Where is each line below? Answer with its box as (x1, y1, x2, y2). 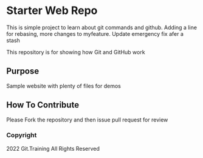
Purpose (6, 66, 40, 77)
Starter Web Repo (6, 4, 98, 18)
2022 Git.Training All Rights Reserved (6, 145, 100, 152)
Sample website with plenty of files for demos (6, 82, 122, 89)
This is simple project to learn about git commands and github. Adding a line (6, 24, 198, 31)
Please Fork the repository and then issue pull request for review (6, 116, 168, 123)
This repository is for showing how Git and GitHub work (6, 48, 145, 55)
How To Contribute (6, 100, 80, 110)
